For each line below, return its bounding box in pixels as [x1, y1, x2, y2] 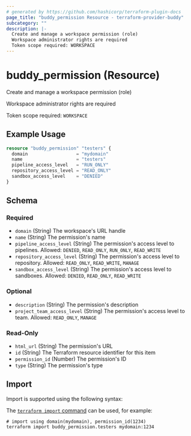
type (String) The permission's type [14, 362, 103, 369]
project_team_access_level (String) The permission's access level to [14, 307, 185, 314]
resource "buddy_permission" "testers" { [6, 145, 112, 151]
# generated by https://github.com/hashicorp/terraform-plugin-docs [6, 8, 181, 15]
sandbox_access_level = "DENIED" [11, 173, 103, 179]
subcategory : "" [6, 20, 47, 26]
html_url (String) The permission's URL [14, 343, 113, 350]
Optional [6, 287, 32, 295]
